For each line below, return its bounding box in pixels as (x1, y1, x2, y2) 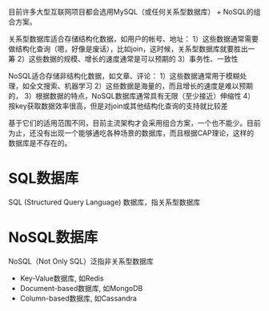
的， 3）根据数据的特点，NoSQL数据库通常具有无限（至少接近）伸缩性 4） (8, 91, 255, 100)
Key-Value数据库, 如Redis (19, 273, 104, 283)
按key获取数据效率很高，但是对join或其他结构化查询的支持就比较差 (8, 101, 228, 111)
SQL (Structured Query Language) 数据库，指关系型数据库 (8, 197, 201, 207)
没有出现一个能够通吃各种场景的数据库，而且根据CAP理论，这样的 (35, 128, 255, 138)
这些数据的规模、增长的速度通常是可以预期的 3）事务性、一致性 (28, 55, 239, 63)
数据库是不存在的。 (8, 139, 72, 147)
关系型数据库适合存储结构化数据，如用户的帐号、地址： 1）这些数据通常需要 (8, 34, 259, 43)
